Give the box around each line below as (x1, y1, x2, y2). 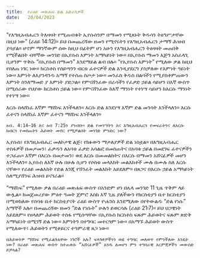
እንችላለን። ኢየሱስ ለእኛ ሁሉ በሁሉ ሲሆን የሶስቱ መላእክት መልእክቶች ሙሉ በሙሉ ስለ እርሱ (6, 158, 187, 166)
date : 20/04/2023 (6, 14, 55, 20)
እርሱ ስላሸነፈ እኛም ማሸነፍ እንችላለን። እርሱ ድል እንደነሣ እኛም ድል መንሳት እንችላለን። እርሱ (6, 103, 192, 111)
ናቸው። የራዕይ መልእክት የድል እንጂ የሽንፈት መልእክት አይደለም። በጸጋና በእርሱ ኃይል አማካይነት (6, 165, 193, 172)
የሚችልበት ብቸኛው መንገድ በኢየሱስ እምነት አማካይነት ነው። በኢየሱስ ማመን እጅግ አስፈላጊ (6, 51, 189, 58)
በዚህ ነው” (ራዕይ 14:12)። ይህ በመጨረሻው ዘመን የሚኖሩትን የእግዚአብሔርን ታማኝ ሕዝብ (6, 37, 186, 45)
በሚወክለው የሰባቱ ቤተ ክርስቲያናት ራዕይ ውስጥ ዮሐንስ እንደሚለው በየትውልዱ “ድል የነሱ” (6, 197, 186, 205)
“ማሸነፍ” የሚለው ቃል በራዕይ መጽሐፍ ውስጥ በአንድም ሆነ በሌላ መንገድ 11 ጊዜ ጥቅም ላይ (6, 184, 185, 191)
